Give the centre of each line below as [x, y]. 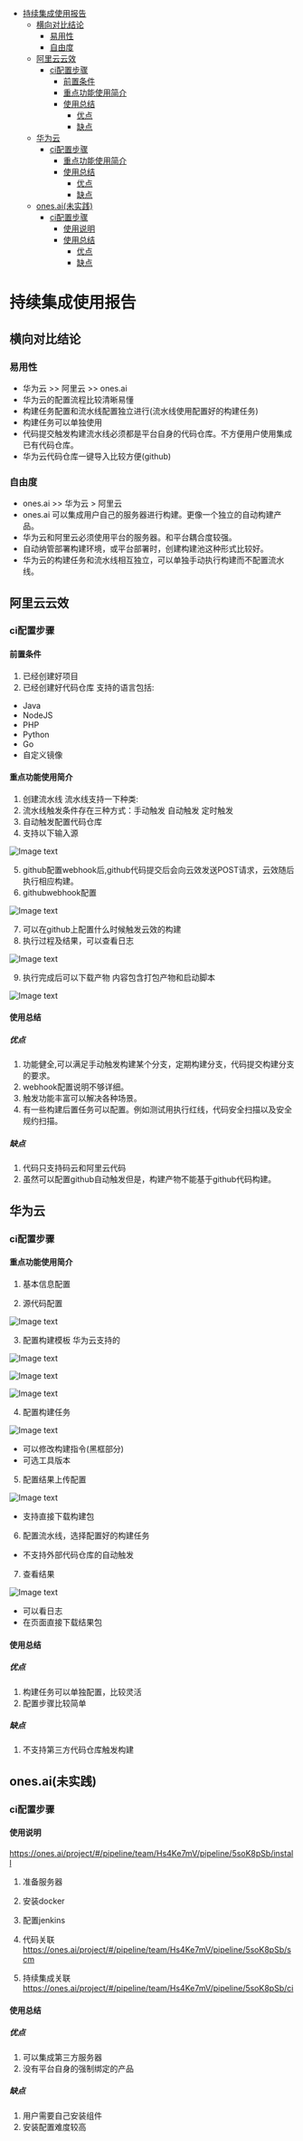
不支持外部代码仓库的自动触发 [78, 1555]
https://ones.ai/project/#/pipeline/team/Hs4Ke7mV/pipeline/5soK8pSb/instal [151, 1853]
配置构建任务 [46, 1411]
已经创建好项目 [50, 676]
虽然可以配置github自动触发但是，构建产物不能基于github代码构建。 [149, 1179]
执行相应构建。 [50, 881]
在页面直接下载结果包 [62, 1622]
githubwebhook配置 [59, 892]
